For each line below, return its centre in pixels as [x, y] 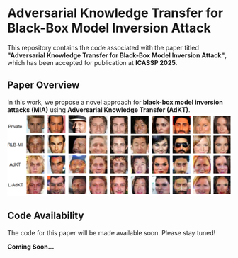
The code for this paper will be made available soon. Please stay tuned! [112, 232]
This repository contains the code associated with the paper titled [103, 47]
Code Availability [46, 216]
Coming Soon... [31, 247]
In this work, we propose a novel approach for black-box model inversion [115, 102]
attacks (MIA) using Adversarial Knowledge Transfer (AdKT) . [99, 110]
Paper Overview [44, 85]
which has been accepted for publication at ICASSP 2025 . [92, 62]
